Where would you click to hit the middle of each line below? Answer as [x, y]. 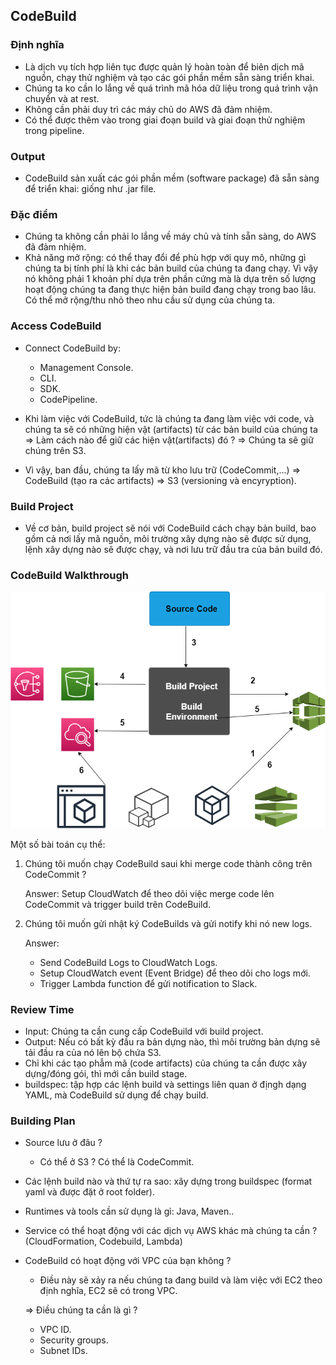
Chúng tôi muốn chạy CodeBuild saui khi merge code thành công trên [168, 863]
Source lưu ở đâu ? [63, 1143]
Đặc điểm [34, 214]
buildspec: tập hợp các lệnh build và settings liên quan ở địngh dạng [165, 1085]
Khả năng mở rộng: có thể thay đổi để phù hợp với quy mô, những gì [165, 258]
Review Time [42, 1009]
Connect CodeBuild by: [72, 348]
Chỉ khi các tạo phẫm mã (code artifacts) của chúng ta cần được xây [166, 1063]
